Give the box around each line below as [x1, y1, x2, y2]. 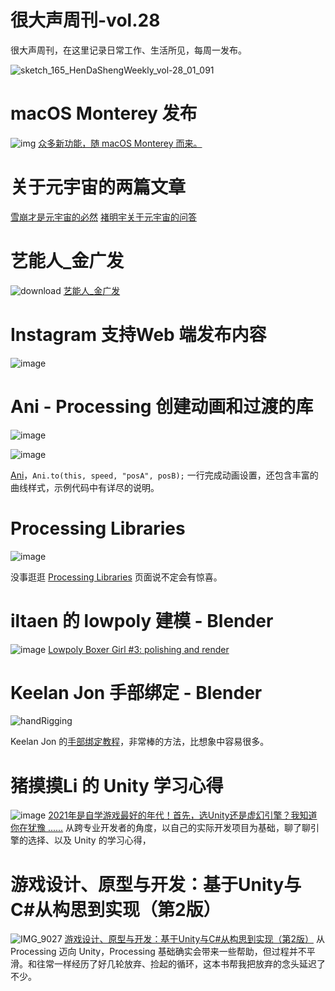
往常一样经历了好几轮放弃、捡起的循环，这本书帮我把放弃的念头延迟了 [36, 958, 326, 970]
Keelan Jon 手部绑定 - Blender [10, 681, 263, 704]
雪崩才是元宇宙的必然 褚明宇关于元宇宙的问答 [10, 211, 197, 223]
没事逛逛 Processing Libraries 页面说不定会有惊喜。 [10, 571, 223, 583]
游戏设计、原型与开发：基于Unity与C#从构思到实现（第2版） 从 [64, 933, 325, 945]
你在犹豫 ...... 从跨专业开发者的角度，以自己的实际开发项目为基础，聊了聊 [10, 822, 312, 834]
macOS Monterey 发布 [10, 102, 198, 125]
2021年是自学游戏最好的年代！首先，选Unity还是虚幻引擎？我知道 [48, 809, 318, 821]
